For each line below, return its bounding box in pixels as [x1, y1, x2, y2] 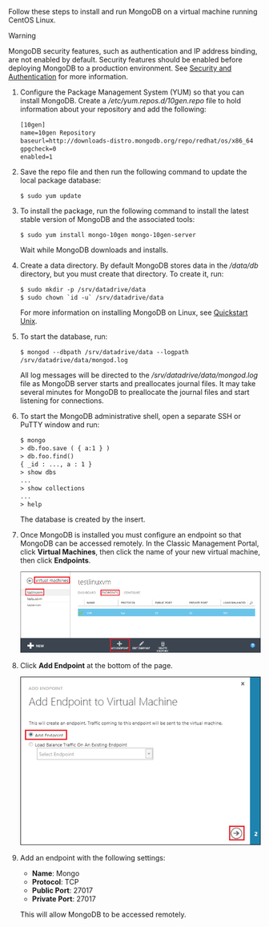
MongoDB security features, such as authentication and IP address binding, [8, 46, 258, 55]
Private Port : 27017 [31, 893, 96, 904]
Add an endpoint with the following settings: [19, 852, 166, 862]
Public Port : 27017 [31, 885, 94, 895]
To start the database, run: [19, 332, 108, 341]
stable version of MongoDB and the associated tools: [19, 215, 195, 224]
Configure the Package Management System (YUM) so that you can [19, 87, 245, 97]
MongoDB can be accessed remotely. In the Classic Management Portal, [19, 538, 259, 548]
